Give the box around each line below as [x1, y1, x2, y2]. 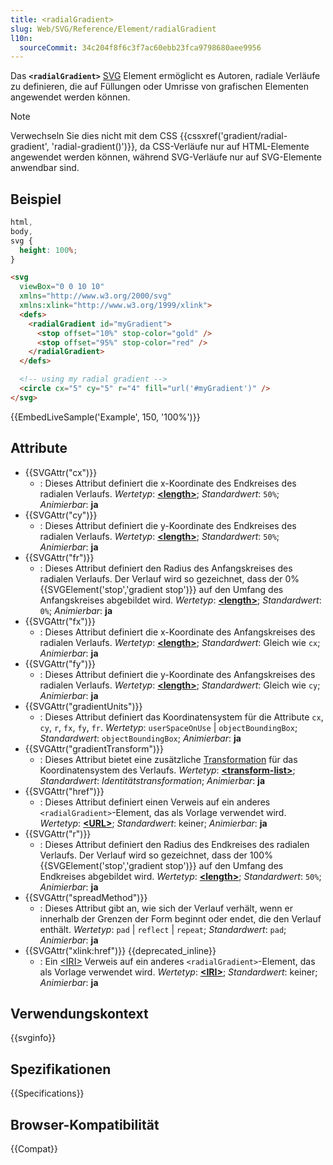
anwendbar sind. [10, 162, 80, 174]
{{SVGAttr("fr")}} [24, 551, 95, 563]
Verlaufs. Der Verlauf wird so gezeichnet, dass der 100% [39, 849, 273, 861]
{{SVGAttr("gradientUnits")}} [24, 700, 143, 712]
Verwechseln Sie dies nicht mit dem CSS [10, 130, 178, 142]
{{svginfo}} [10, 1032, 57, 1044]
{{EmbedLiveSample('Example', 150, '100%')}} [10, 411, 201, 423]
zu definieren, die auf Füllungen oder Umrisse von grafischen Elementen [10, 81, 309, 93]
